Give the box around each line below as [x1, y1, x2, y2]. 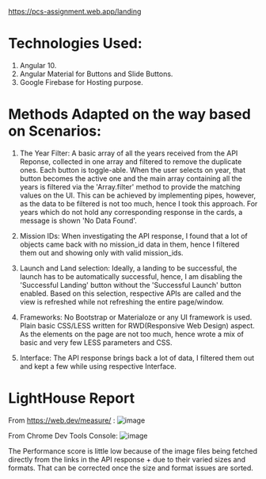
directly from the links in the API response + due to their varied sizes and [8, 454, 246, 464]
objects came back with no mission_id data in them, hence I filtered [19, 239, 240, 249]
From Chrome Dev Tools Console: [8, 431, 119, 440]
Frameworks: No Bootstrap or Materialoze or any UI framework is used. [19, 312, 253, 322]
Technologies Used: [8, 35, 142, 52]
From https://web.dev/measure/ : [8, 416, 116, 425]
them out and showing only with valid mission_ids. [19, 247, 184, 257]
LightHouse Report [8, 389, 135, 408]
